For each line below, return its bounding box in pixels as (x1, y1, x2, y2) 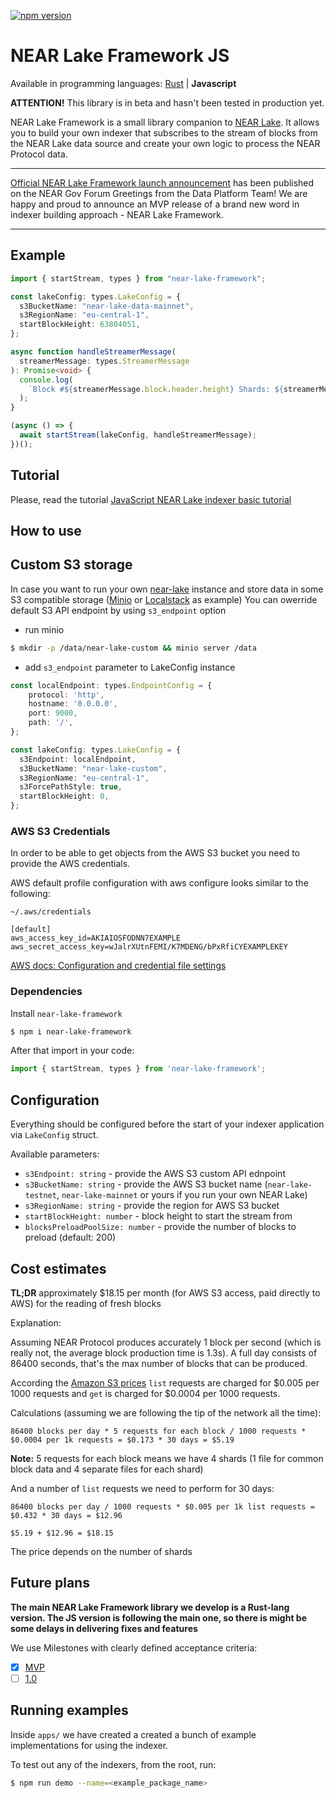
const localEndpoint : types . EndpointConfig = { (10, 680, 213, 690)
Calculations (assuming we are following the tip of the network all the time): (10, 1406, 322, 1419)
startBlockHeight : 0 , (19, 791, 110, 802)
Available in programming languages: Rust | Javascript (10, 77, 237, 89)
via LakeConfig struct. (10, 1129, 99, 1141)
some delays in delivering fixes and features (10, 1622, 198, 1634)
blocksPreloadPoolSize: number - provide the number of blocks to (24, 1221, 297, 1233)
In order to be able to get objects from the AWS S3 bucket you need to (10, 847, 301, 859)
